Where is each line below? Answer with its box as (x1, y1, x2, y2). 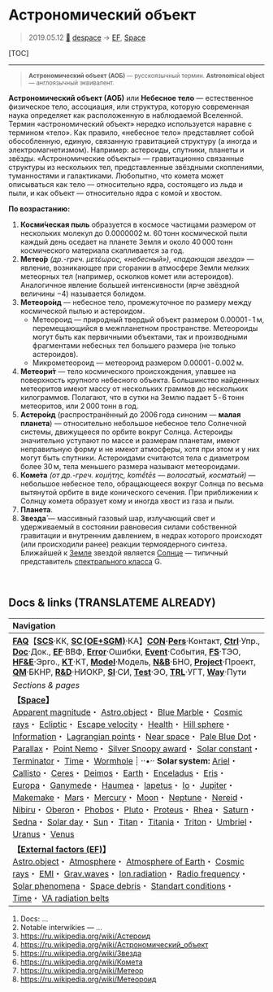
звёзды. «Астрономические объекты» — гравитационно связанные (8, 153, 244, 163)
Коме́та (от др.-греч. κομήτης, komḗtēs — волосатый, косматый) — (19, 470, 256, 480)
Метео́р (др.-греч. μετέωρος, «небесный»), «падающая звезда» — (19, 254, 254, 263)
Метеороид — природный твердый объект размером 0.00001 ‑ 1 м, (32, 315, 265, 324)
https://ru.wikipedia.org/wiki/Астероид (19, 931, 151, 941)
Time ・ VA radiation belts (12, 892, 110, 903)
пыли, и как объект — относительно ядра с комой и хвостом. (8, 188, 223, 198)
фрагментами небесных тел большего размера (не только (32, 340, 236, 350)
